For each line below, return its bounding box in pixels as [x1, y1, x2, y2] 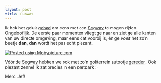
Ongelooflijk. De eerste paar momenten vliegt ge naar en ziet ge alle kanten [5, 30, 156, 36]
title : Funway [5, 12, 34, 16]
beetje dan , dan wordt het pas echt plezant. [5, 40, 93, 46]
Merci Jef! [5, 73, 26, 79]
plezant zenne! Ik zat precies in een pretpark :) [5, 64, 98, 70]
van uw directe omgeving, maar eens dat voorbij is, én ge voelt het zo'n [5, 35, 148, 41]
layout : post [5, 7, 32, 12]
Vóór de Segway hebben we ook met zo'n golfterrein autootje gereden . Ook [5, 59, 157, 65]
